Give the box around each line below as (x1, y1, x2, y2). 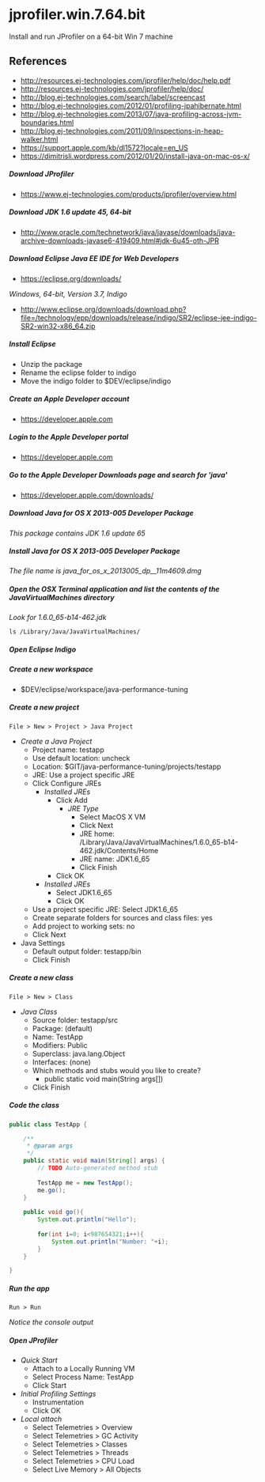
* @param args (26, 1142, 74, 1150)
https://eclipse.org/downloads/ (20, 274, 122, 283)
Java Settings (20, 938, 66, 947)
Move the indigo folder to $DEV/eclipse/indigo (20, 376, 172, 385)
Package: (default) (32, 1023, 93, 1033)
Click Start (32, 1381, 66, 1390)
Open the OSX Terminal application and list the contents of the (9, 584, 220, 594)
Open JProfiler (9, 1335, 59, 1345)
